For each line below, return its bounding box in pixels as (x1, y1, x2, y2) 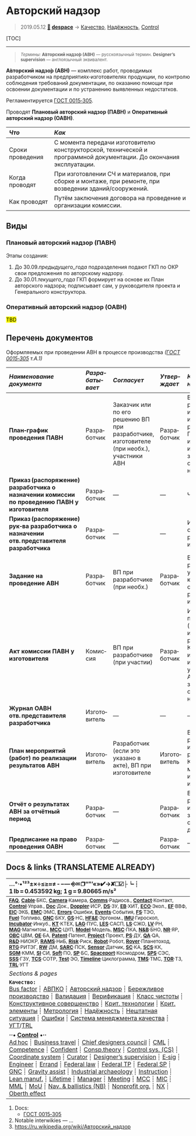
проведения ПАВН (9, 433, 64, 441)
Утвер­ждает (160, 372, 181, 387)
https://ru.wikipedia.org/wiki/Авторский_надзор (14, 1123, 131, 1130)
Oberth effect (9, 1089, 46, 1097)
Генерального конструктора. (14, 288, 87, 295)
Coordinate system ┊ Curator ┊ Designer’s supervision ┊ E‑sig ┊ (9, 1052, 181, 1061)
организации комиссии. (54, 201, 122, 209)
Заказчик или (113, 400, 152, 409)
